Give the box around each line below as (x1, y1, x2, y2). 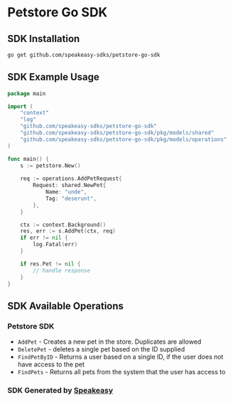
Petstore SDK (7, 321, 55, 331)
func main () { (7, 155, 50, 162)
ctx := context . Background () (20, 221, 107, 228)
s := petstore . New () (20, 162, 81, 169)
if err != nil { (20, 234, 69, 242)
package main (7, 90, 46, 97)
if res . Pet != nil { (20, 260, 81, 268)
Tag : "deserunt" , (45, 195, 97, 202)
